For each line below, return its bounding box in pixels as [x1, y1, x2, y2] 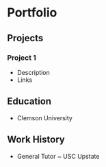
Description [16, 68, 50, 76]
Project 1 [7, 53, 36, 63]
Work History [7, 134, 65, 146]
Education [7, 96, 52, 107]
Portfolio [7, 5, 57, 21]
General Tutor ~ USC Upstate [16, 152, 100, 160]
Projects [7, 32, 44, 44]
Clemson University [16, 113, 73, 122]
